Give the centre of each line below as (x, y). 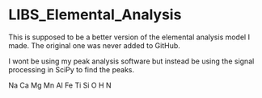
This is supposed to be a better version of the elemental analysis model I (129, 37)
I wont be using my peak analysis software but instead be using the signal (131, 61)
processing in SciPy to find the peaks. (72, 69)
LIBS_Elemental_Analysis (95, 15)
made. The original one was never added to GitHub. (94, 45)
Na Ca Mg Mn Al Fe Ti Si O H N (60, 85)
